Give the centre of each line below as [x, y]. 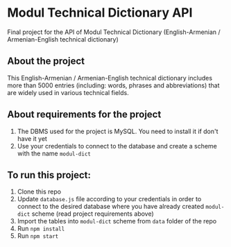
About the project [46, 61]
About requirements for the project [84, 115]
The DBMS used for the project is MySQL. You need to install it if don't [118, 131]
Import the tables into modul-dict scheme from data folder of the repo [117, 221]
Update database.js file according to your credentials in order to [109, 199]
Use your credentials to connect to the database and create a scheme [117, 146]
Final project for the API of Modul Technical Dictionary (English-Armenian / [114, 32]
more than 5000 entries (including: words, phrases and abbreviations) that [113, 85]
